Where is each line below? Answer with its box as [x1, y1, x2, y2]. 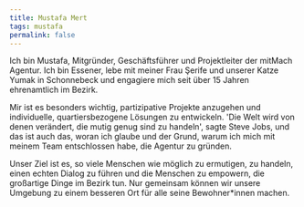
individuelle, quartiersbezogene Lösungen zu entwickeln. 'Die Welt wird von [9, 111, 295, 123]
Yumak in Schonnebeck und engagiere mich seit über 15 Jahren [9, 75, 249, 86]
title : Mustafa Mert [9, 13, 89, 23]
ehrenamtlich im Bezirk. [9, 84, 99, 96]
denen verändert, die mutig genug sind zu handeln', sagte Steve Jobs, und [9, 121, 290, 132]
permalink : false [9, 30, 76, 39]
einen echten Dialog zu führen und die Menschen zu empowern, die [9, 168, 265, 179]
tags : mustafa [9, 22, 64, 31]
